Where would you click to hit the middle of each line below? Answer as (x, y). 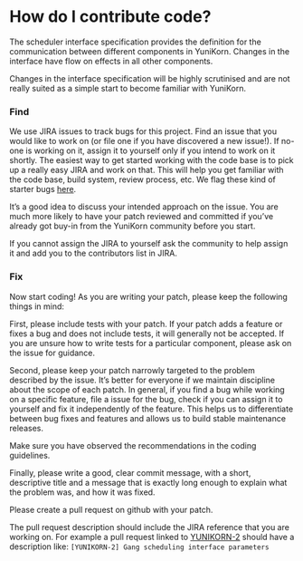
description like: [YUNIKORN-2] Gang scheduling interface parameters (139, 546)
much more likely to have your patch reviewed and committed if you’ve (142, 217)
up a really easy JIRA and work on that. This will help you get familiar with (147, 170)
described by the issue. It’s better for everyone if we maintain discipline (142, 380)
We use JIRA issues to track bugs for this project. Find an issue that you (143, 131)
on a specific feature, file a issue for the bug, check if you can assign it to (146, 399)
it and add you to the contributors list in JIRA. (94, 253)
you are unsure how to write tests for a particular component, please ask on (151, 343)
